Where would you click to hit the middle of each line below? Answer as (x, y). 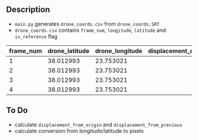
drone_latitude (68, 51)
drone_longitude (119, 51)
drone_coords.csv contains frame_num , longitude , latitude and (90, 30)
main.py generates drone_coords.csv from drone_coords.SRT (87, 24)
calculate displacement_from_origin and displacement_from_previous (98, 124)
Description (28, 10)
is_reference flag (36, 36)
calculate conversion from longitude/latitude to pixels (79, 131)
